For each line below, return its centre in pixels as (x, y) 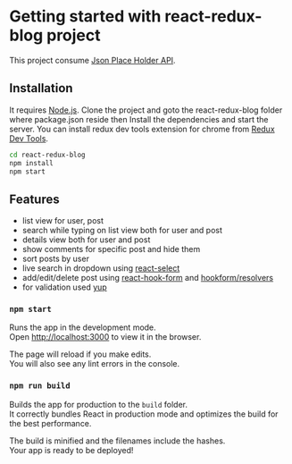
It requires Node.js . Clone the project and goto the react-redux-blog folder (146, 110)
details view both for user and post (86, 240)
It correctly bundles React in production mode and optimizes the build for (144, 414)
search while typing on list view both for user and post (122, 231)
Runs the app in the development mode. (83, 327)
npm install (31, 163)
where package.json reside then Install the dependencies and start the (139, 119)
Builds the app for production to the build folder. (99, 404)
